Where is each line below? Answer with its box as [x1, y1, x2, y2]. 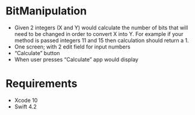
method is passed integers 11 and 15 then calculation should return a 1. [14, 37, 189, 44]
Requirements [5, 77, 78, 90]
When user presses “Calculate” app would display [14, 56, 139, 63]
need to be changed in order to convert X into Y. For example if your [14, 30, 184, 37]
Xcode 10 [14, 96, 38, 104]
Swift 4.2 [14, 103, 37, 110]
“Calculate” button [14, 49, 60, 56]
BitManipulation [5, 4, 87, 18]
